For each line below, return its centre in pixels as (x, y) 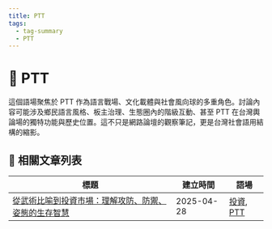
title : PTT (27, 16)
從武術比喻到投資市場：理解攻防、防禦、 (90, 201)
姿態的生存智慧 (41, 213)
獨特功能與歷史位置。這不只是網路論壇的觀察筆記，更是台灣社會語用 (143, 122)
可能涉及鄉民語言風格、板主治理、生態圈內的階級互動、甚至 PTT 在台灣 (134, 112)
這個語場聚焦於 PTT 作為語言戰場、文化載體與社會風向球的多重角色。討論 (131, 102)
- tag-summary (39, 31)
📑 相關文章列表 (45, 160)
